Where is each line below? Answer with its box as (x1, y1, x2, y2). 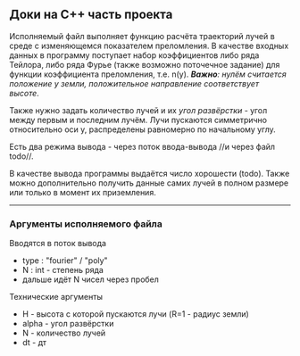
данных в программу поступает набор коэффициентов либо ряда (9, 49, 260, 61)
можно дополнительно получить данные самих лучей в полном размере (9, 178, 289, 188)
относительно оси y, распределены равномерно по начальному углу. (9, 124, 277, 135)
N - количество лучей (21, 327, 106, 338)
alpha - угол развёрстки (21, 319, 114, 329)
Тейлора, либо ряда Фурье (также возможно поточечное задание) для (9, 59, 280, 70)
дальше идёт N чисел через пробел (21, 274, 159, 285)
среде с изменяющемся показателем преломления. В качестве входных (9, 40, 289, 51)
